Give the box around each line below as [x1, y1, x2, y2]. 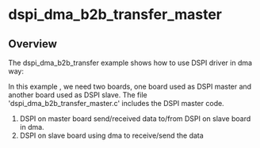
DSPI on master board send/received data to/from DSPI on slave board [19, 114, 251, 123]
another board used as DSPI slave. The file [8, 90, 148, 100]
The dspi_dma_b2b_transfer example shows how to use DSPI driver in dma [8, 58, 252, 67]
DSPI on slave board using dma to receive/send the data [19, 131, 204, 140]
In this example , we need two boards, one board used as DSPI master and [8, 82, 252, 91]
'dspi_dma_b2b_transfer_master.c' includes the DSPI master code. [8, 99, 224, 108]
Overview [8, 37, 58, 51]
